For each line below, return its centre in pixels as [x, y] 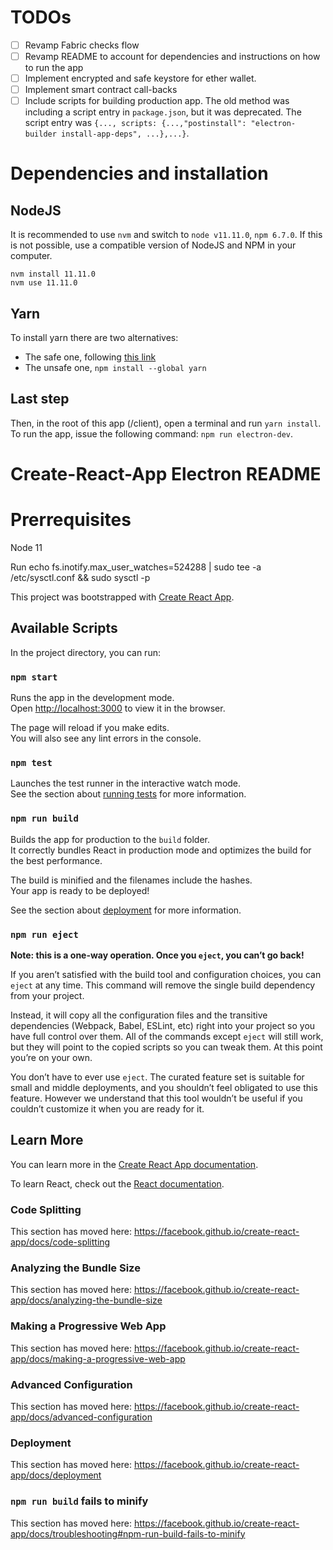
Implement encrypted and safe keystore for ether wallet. [140, 78]
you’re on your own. [51, 1057]
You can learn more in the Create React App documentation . [134, 1164]
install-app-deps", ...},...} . [125, 133]
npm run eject [44, 934]
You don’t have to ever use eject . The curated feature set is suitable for [157, 1077]
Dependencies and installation [139, 173]
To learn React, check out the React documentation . [117, 1183]
